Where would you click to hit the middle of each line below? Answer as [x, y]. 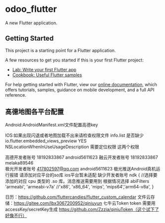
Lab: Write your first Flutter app [44, 69]
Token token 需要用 [136, 203]
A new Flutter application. [31, 23]
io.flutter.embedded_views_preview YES [46, 141]
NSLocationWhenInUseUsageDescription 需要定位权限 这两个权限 [72, 147]
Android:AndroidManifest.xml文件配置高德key [52, 124]
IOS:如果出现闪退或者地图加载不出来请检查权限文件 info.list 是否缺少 [74, 135]
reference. [16, 95]
